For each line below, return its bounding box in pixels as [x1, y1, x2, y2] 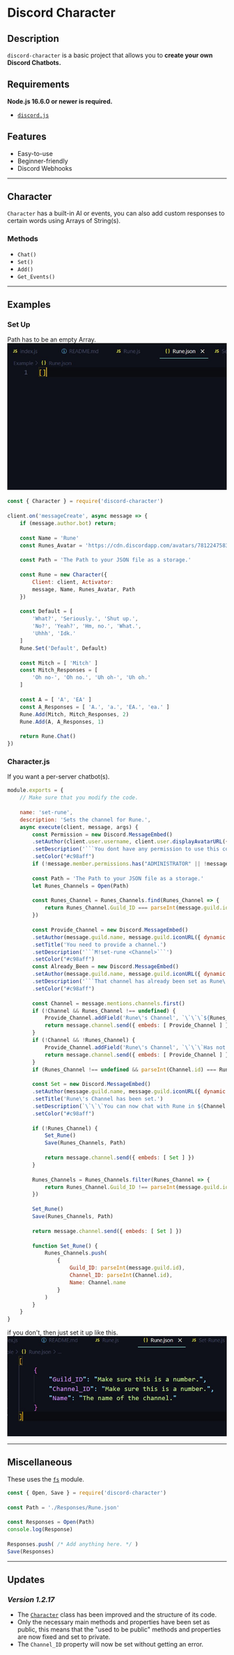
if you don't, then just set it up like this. [7, 1328, 118, 1337]
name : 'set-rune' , [19, 809, 73, 816]
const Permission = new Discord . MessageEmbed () [32, 831, 173, 838]
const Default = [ [19, 608, 73, 615]
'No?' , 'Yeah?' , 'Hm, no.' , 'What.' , [32, 623, 141, 630]
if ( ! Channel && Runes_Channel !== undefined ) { [32, 1007, 176, 1014]
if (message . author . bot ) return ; [19, 520, 117, 527]
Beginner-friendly [17, 157, 68, 165]
